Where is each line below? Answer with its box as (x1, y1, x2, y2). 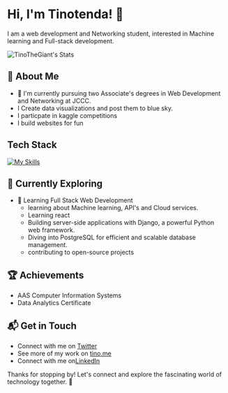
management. (27, 241, 68, 249)
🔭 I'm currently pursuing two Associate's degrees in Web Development (17, 89, 221, 97)
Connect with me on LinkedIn (17, 357, 100, 365)
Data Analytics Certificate (17, 299, 91, 307)
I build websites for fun (17, 119, 84, 127)
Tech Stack (7, 139, 57, 151)
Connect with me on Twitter (17, 342, 98, 350)
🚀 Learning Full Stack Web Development (17, 196, 133, 205)
